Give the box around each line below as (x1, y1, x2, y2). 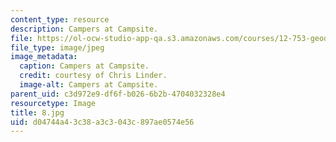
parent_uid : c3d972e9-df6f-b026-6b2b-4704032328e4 (10, 89, 226, 99)
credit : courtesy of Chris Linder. (19, 71, 168, 81)
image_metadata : (10, 52, 78, 62)
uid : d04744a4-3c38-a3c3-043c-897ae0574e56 (10, 117, 195, 127)
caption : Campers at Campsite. (19, 61, 150, 71)
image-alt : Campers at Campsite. (19, 80, 159, 90)
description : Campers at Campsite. (10, 24, 159, 34)
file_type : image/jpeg (10, 42, 105, 53)
